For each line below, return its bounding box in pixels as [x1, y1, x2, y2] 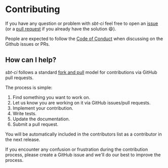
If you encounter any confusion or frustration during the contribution [5, 146, 148, 152]
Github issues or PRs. [5, 41, 50, 47]
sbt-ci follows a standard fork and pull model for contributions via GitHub [5, 69, 158, 75]
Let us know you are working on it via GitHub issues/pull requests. [12, 99, 151, 106]
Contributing [5, 4, 60, 15]
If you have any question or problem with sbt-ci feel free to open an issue [5, 20, 158, 26]
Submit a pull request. [12, 121, 59, 127]
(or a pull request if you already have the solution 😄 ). [5, 25, 116, 31]
